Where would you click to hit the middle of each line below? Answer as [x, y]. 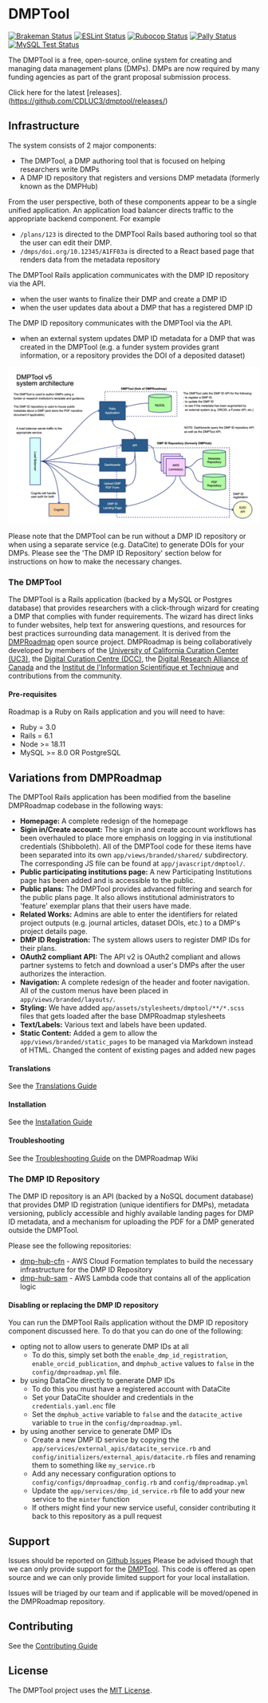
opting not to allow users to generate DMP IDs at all [104, 1347]
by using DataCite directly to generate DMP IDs [97, 1380]
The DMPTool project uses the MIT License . [81, 1690]
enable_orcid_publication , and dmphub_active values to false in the [143, 1364]
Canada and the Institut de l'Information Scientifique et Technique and [124, 667]
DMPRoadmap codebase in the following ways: [86, 806]
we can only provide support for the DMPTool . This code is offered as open [132, 1569]
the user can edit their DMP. [66, 242]
